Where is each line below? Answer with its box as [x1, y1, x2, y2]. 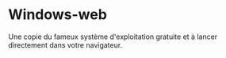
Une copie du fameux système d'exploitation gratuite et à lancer [8, 32, 218, 41]
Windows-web [8, 6, 107, 24]
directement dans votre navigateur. [8, 40, 123, 49]
